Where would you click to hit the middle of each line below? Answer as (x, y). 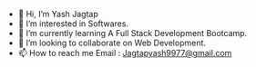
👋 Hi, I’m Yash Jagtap (58, 14)
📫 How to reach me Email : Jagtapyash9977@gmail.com (125, 53)
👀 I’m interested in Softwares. (73, 24)
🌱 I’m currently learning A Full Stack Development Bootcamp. (133, 33)
